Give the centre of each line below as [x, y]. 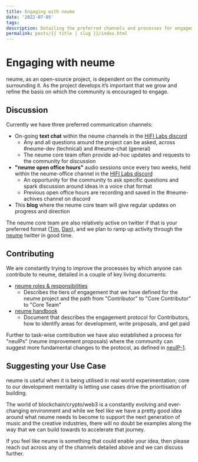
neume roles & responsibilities [51, 286]
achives [33, 199]
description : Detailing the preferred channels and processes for [89, 28]
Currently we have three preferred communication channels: [80, 124]
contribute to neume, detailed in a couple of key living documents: [86, 274]
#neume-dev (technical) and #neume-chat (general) [87, 148]
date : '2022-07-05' [30, 17]
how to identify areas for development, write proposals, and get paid [107, 323]
